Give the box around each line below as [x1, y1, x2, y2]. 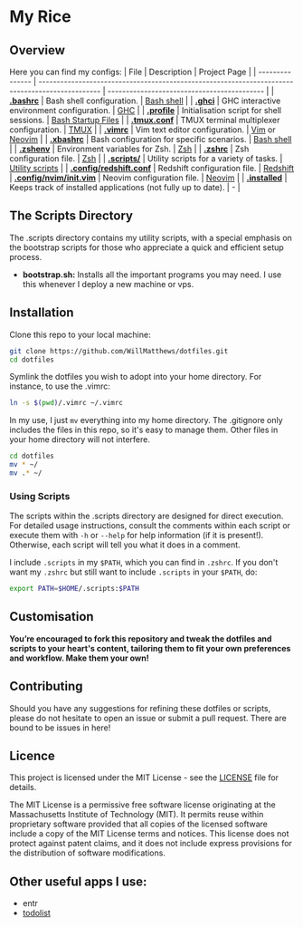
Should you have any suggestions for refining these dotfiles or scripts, [9, 702, 271, 713]
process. [9, 251, 43, 262]
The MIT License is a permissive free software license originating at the [9, 799, 276, 810]
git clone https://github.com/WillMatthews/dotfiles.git [9, 346, 229, 355]
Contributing [9, 679, 83, 694]
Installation [9, 305, 74, 321]
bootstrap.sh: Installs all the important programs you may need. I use [22, 269, 282, 280]
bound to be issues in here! [9, 722, 111, 733]
